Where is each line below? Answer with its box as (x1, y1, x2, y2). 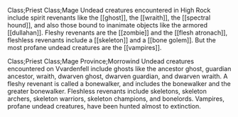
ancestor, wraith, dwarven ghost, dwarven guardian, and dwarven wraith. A (7, 72, 228, 80)
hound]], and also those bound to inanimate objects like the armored (7, 21, 208, 29)
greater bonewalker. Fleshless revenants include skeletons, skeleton (7, 87, 207, 95)
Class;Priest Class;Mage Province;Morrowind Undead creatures (7, 57, 194, 66)
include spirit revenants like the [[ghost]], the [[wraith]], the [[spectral (7, 13, 211, 22)
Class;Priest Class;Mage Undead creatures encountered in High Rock (7, 6, 211, 14)
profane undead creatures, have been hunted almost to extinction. (7, 102, 201, 110)
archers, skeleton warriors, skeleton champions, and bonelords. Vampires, (7, 94, 225, 103)
